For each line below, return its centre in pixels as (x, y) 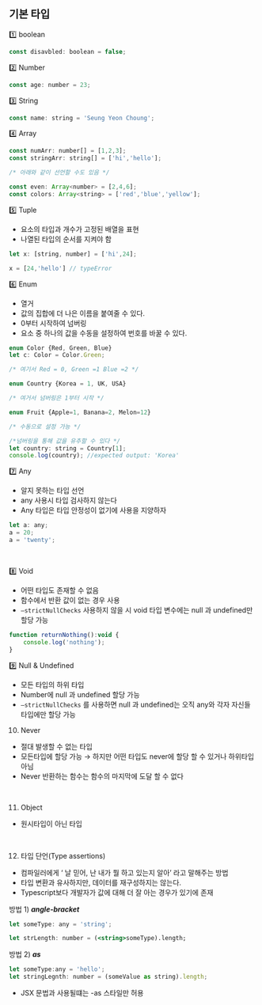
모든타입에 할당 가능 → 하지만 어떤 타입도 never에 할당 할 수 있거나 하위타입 (137, 756)
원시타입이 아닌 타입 (51, 823)
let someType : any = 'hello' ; (57, 969)
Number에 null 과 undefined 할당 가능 (80, 694)
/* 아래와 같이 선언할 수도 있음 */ (59, 173)
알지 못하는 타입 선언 (52, 491)
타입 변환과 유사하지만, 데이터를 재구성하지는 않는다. (101, 882)
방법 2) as (25, 954)
